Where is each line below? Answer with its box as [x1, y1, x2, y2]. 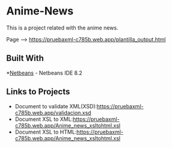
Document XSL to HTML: [14, 128, 77, 135]
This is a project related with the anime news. [6, 24, 118, 31]
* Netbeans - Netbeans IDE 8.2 [6, 69, 82, 76]
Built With [6, 53, 44, 64]
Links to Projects [6, 87, 70, 97]
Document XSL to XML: [14, 116, 73, 123]
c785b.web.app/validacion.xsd [14, 109, 91, 116]
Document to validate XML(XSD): [14, 102, 97, 109]
